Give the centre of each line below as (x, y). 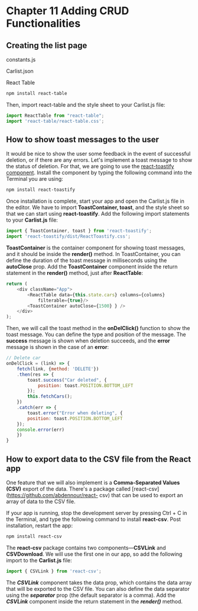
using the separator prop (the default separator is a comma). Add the (91, 595)
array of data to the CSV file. (41, 501)
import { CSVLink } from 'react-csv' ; (54, 571)
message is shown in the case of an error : (58, 347)
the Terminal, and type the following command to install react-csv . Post (94, 519)
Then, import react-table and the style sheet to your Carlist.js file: (86, 104)
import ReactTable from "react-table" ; (55, 116)
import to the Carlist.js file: (39, 560)
